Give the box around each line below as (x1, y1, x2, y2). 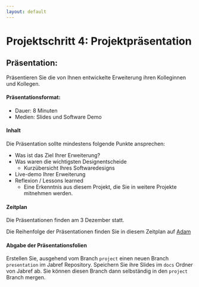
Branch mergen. (6, 274, 46, 281)
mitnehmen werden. (23, 190, 73, 197)
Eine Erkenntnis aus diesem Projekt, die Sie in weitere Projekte (23, 183, 177, 191)
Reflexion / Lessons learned (14, 177, 83, 185)
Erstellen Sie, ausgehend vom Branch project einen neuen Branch (6, 255, 169, 262)
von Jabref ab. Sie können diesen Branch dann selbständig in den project (6, 267, 188, 274)
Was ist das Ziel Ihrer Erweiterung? (14, 152, 100, 159)
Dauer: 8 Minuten (14, 107, 58, 114)
